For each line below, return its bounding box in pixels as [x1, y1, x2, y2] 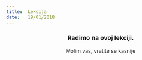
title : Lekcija [6, 8, 47, 15]
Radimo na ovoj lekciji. [67, 34, 134, 42]
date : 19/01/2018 [6, 14, 55, 20]
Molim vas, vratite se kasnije [65, 47, 136, 54]
